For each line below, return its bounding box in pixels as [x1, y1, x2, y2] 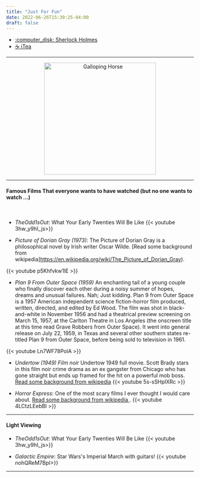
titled [14, 336, 28, 343]
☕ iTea [14, 43, 32, 50]
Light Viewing [6, 422, 42, 429]
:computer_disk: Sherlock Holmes [14, 36, 98, 44]
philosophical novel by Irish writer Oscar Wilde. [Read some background [14, 243, 192, 250]
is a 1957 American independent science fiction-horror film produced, [14, 298, 186, 305]
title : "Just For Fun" [6, 8, 62, 15]
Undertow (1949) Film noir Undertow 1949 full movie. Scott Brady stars [14, 359, 189, 366]
